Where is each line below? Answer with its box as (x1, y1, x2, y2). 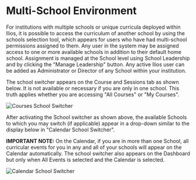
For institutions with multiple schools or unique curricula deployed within (6, 23, 181, 30)
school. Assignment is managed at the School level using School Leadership (6, 55, 190, 62)
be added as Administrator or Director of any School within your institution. (6, 67, 187, 74)
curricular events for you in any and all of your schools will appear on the (6, 144, 182, 151)
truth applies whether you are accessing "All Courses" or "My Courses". (6, 91, 180, 98)
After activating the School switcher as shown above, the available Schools (6, 113, 187, 121)
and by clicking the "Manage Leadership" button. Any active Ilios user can (6, 60, 185, 68)
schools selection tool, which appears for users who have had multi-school (6, 36, 187, 43)
